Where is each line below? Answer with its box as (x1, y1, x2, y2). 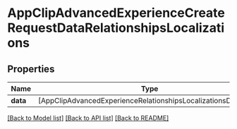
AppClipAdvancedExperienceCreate (7, 5, 226, 21)
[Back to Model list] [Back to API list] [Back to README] (7, 114, 169, 122)
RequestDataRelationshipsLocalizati (7, 20, 224, 36)
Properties (7, 63, 55, 75)
